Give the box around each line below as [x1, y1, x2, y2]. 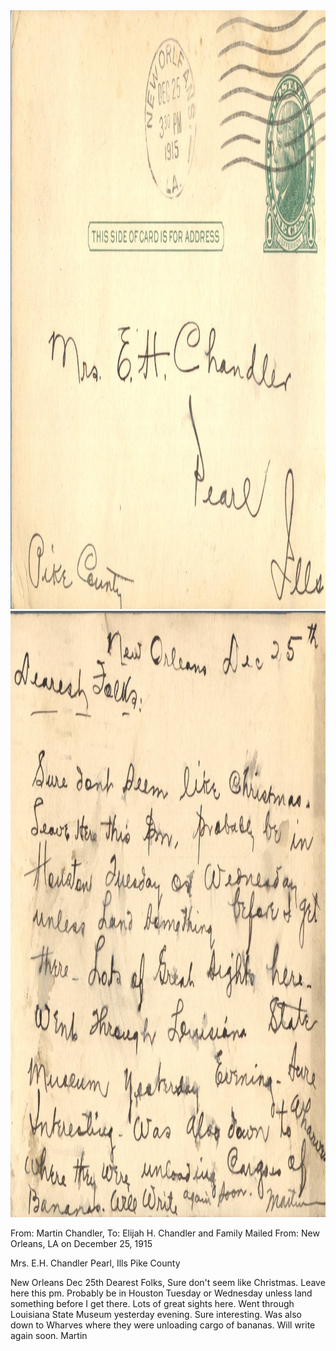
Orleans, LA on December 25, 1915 [10, 1238, 153, 1249]
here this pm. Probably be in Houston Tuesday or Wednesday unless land [10, 1287, 313, 1299]
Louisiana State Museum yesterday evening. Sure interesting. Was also [10, 1309, 303, 1320]
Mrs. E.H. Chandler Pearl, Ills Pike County [10, 1257, 181, 1269]
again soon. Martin [10, 1330, 88, 1341]
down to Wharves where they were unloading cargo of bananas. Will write [10, 1319, 316, 1331]
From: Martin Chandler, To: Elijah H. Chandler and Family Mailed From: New [10, 1227, 320, 1239]
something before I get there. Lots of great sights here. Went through [10, 1298, 295, 1309]
